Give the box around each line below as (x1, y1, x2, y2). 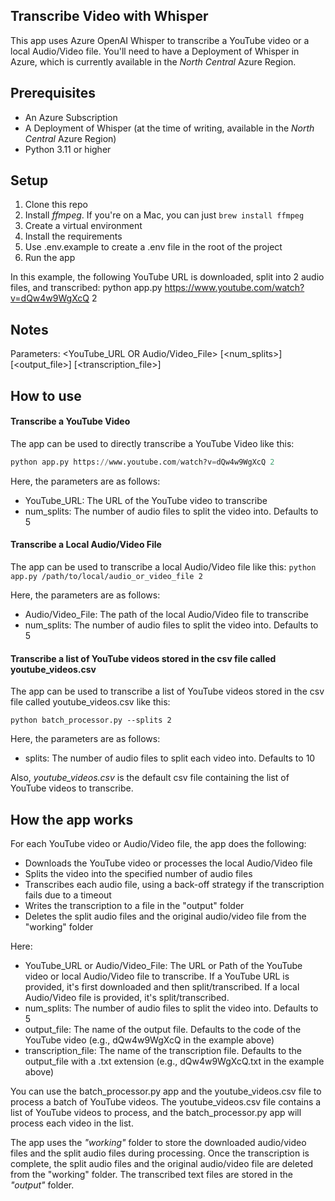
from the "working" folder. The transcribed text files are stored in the (10, 1168, 293, 1180)
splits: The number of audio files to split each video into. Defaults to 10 (24, 752, 316, 764)
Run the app (24, 252, 76, 264)
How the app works (10, 811, 134, 828)
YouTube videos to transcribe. (10, 782, 134, 794)
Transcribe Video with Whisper (10, 8, 209, 25)
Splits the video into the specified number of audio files (24, 867, 253, 879)
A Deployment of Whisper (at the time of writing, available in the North (24, 122, 315, 134)
